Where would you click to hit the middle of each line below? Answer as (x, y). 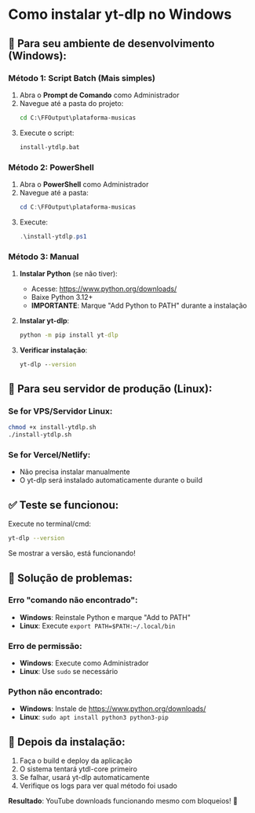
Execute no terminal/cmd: (50, 524)
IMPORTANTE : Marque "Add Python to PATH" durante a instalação (139, 305)
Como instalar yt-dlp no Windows (120, 15)
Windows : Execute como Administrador (84, 663)
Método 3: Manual (44, 257)
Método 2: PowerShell (51, 167)
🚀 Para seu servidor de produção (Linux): (110, 389)
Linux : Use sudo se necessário (69, 672)
